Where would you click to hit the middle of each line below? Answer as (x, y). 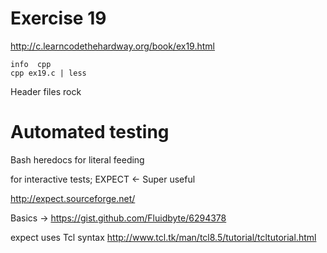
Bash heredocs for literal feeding (77, 159)
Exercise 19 (58, 18)
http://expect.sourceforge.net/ (73, 198)
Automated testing (90, 132)
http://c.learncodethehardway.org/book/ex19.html (112, 46)
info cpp (31, 64)
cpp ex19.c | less (48, 73)
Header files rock (46, 91)
